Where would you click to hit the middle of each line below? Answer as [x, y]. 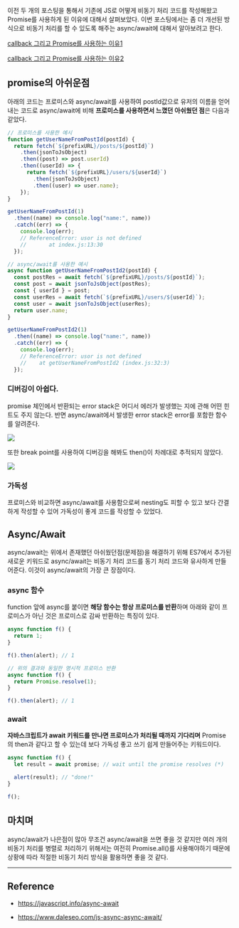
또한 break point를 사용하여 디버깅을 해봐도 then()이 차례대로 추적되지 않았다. [115, 452]
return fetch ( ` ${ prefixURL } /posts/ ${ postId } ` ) [84, 146]
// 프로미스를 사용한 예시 [40, 133]
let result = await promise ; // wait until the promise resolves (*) [119, 764]
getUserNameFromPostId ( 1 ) [46, 212]
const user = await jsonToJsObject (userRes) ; [83, 304]
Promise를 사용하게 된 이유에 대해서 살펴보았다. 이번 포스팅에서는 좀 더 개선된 [115, 19]
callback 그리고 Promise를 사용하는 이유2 [66, 58]
